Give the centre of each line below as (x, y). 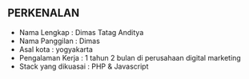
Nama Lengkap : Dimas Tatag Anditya (81, 32)
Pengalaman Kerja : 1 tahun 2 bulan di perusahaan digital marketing (130, 57)
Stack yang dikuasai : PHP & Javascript (84, 66)
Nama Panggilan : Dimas (60, 41)
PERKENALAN (44, 13)
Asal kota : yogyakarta (56, 49)
